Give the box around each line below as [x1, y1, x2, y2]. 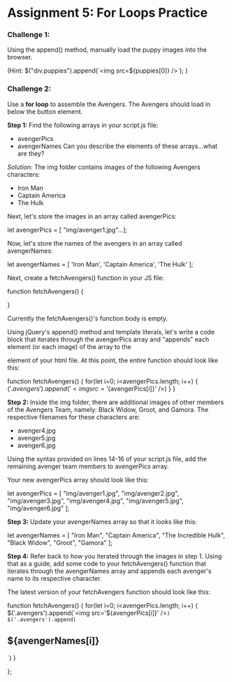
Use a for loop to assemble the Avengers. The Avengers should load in [7, 100, 211, 108]
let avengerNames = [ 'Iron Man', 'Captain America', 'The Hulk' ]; [7, 260, 194, 268]
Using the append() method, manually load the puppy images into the [7, 45, 208, 54]
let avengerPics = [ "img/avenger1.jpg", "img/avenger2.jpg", [7, 489, 180, 497]
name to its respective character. [7, 574, 102, 582]
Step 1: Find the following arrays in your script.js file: [7, 121, 159, 129]
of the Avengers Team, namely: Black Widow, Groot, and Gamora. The [7, 405, 209, 413]
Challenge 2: [7, 84, 52, 94]
